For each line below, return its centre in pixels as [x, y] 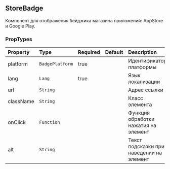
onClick [17, 122]
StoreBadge [24, 8]
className [21, 102]
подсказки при [146, 147]
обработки [141, 119]
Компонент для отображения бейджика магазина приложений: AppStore [84, 20]
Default [114, 52]
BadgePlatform [56, 64]
